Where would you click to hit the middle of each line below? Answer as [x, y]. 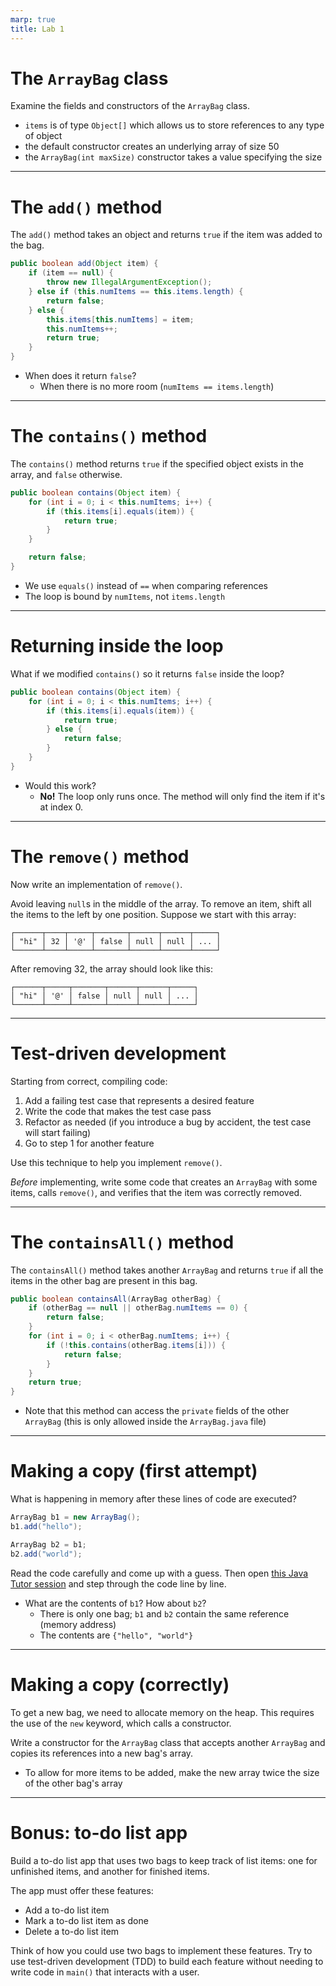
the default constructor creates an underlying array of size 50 [152, 147]
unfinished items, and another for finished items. [110, 1871]
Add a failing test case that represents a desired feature [139, 1100]
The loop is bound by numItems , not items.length [125, 596]
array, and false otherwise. [66, 474]
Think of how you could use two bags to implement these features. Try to [161, 1950]
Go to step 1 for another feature [89, 1143]
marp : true [33, 19]
